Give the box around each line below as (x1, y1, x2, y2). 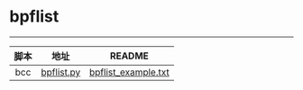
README (109, 49, 149, 62)
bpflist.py (41, 66, 81, 78)
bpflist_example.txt (88, 66, 170, 78)
